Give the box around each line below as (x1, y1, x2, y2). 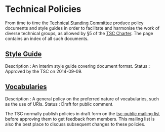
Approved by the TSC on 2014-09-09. (5, 68, 82, 74)
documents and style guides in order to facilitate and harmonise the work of (5, 25, 160, 31)
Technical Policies (5, 3, 82, 15)
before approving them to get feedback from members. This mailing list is (5, 116, 155, 122)
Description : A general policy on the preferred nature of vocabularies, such (5, 95, 159, 102)
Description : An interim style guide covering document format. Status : (5, 63, 150, 69)
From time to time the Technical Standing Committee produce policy (5, 20, 144, 26)
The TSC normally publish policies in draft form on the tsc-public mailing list (5, 110, 160, 117)
